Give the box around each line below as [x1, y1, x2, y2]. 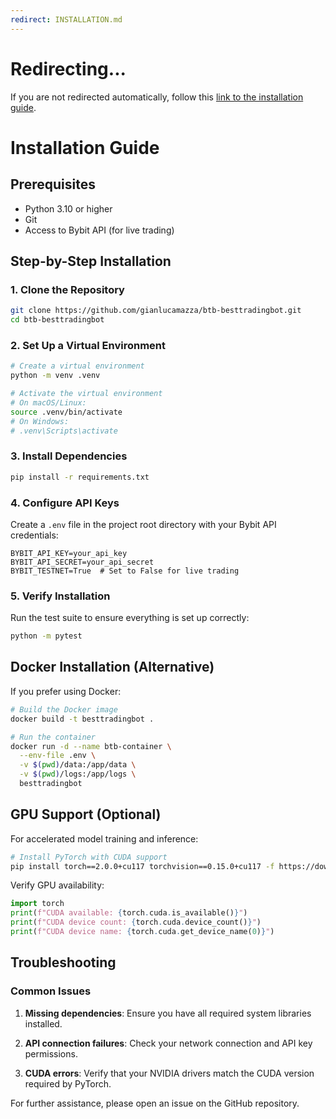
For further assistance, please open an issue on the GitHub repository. [10, 1097, 300, 1109]
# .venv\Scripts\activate [10, 426, 118, 436]
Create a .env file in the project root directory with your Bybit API [10, 518, 277, 530]
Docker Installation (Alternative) [10, 659, 215, 676]
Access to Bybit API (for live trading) [24, 224, 175, 236]
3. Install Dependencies [10, 449, 128, 463]
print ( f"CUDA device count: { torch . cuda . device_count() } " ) [10, 917, 262, 928]
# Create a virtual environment [10, 361, 145, 371]
